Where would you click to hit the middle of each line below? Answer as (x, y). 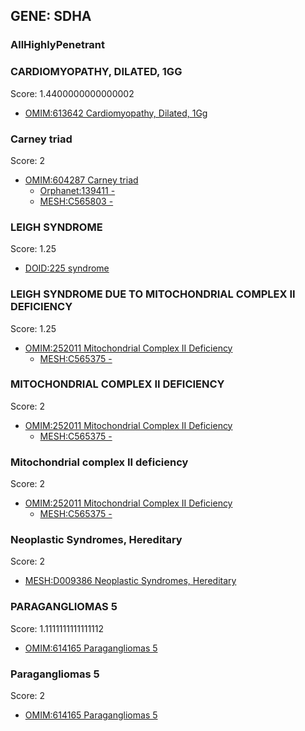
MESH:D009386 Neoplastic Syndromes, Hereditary (130, 581)
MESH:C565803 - (76, 201)
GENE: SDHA (51, 16)
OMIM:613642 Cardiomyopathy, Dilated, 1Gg (116, 113)
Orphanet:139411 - (77, 190)
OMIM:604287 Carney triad (81, 180)
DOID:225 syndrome (67, 268)
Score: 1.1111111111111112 (57, 628)
